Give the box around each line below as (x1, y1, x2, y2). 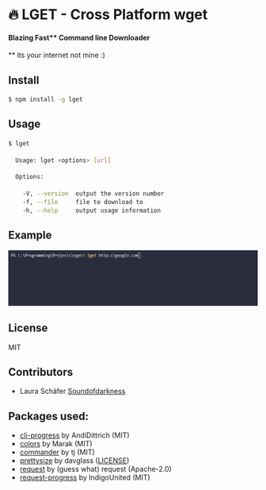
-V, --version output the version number (22, 190, 165, 198)
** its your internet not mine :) (8, 50, 105, 60)
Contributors (8, 365, 74, 379)
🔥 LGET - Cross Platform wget (8, 6, 208, 24)
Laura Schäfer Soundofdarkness (19, 387, 126, 396)
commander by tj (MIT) (19, 447, 95, 457)
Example (8, 229, 52, 242)
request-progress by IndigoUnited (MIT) (19, 473, 150, 482)
